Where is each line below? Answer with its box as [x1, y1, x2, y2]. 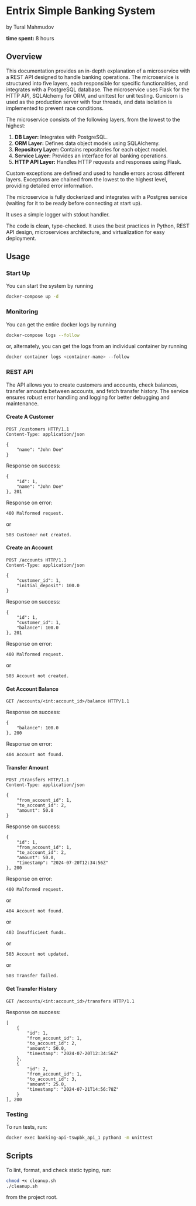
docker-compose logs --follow [6, 332, 80, 338]
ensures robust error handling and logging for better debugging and [6, 394, 170, 401]
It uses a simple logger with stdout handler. [6, 211, 110, 218]
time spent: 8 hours [6, 35, 54, 42]
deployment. [6, 235, 36, 242]
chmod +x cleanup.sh [6, 1177, 57, 1184]
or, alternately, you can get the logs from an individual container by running [6, 343, 187, 350]
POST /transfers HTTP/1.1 [6, 777, 69, 783]
